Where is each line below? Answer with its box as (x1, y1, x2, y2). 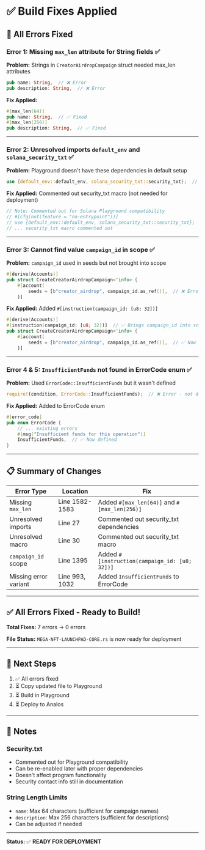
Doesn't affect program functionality (15, 772, 107, 779)
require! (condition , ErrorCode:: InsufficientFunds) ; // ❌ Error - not (6, 391, 193, 397)
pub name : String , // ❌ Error (6, 79, 87, 86)
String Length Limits (6, 793, 68, 802)
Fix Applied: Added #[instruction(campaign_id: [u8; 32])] (6, 305, 159, 312)
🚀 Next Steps (6, 659, 57, 669)
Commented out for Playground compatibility (15, 758, 129, 766)
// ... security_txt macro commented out (6, 225, 113, 231)
